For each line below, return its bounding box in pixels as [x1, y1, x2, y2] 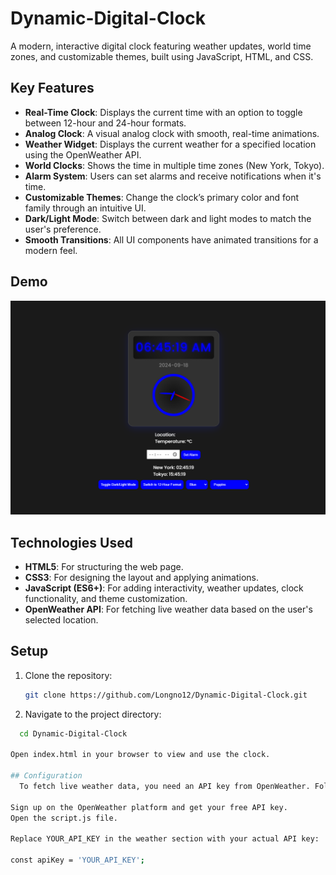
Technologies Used [10, 534, 133, 551]
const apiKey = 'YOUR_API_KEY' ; [10, 855, 145, 866]
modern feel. [24, 244, 78, 256]
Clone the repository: [24, 669, 113, 681]
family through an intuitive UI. [24, 202, 147, 214]
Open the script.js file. [10, 813, 118, 823]
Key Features [10, 80, 95, 97]
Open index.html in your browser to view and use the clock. [10, 750, 271, 760]
